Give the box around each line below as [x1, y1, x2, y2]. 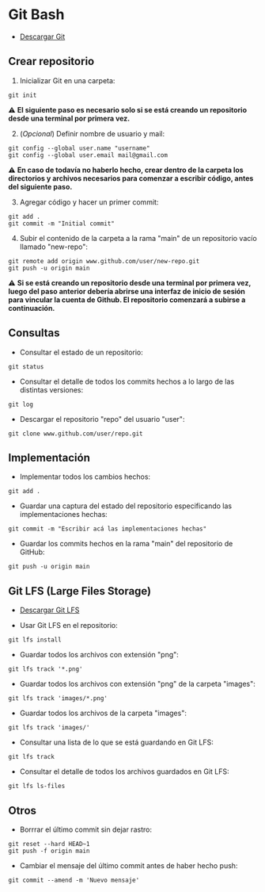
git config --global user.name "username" [8, 144, 150, 152]
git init [8, 91, 37, 99]
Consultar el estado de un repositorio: [19, 347, 144, 357]
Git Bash [8, 6, 65, 24]
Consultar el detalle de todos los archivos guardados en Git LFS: [19, 767, 229, 776]
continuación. [8, 303, 55, 312]
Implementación [8, 450, 91, 465]
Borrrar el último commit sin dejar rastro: [19, 825, 153, 834]
